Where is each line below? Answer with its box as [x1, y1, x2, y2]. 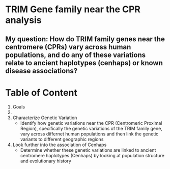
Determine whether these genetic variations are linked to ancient [20, 147, 156, 153]
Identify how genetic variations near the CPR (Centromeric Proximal [20, 120, 162, 126]
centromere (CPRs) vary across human [5, 42, 131, 51]
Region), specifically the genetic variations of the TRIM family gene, [20, 125, 163, 131]
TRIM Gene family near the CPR [5, 4, 141, 15]
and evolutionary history [20, 158, 71, 164]
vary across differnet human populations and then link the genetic [20, 131, 159, 137]
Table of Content [5, 87, 78, 98]
